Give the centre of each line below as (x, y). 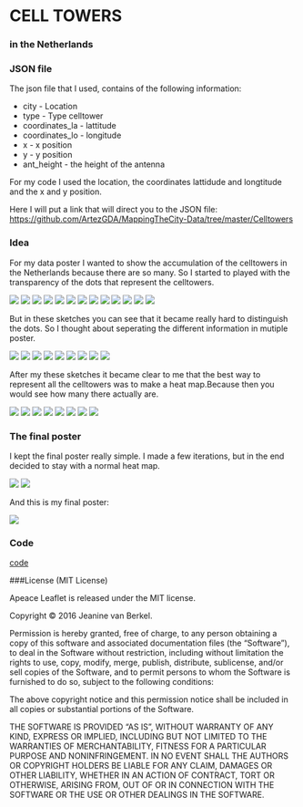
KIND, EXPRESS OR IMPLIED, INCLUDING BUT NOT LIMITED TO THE (138, 737)
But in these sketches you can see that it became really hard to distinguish (149, 318)
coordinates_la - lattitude (69, 126)
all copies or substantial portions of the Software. (101, 709)
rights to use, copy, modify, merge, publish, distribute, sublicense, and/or (146, 663)
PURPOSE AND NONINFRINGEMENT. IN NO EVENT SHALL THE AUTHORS (149, 756)
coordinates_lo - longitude (72, 135)
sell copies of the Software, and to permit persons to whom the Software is (150, 672)
